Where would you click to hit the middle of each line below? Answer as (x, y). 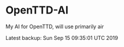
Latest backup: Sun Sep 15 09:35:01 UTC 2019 (62, 38)
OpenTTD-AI (37, 10)
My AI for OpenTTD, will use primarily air (55, 26)
